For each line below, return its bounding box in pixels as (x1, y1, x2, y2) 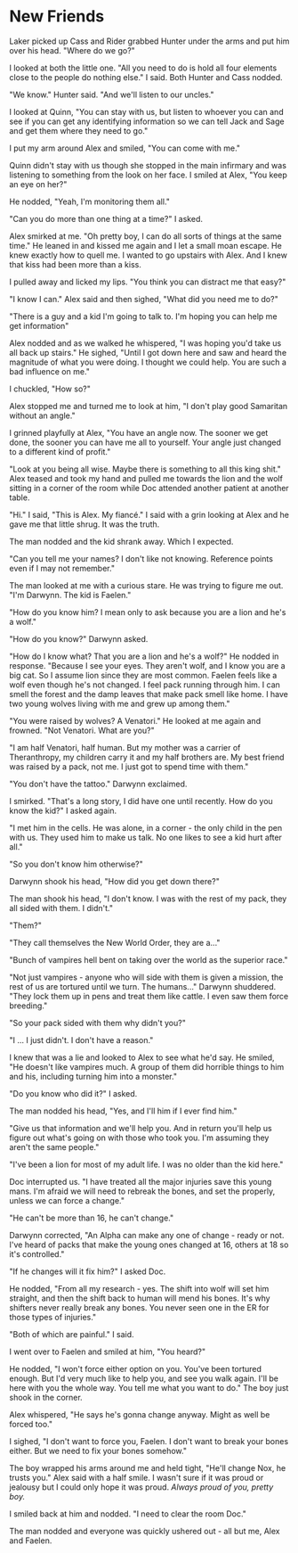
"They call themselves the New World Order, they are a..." (9, 937, 221, 948)
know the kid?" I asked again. (9, 805, 117, 816)
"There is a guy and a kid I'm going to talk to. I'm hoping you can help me (9, 310, 278, 322)
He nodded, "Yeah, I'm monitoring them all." (9, 196, 171, 207)
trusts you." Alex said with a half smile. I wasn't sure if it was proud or (9, 1472, 264, 1483)
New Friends (9, 6, 105, 27)
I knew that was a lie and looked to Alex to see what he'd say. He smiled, (9, 1052, 275, 1063)
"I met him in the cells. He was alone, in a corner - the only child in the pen (9, 822, 283, 833)
